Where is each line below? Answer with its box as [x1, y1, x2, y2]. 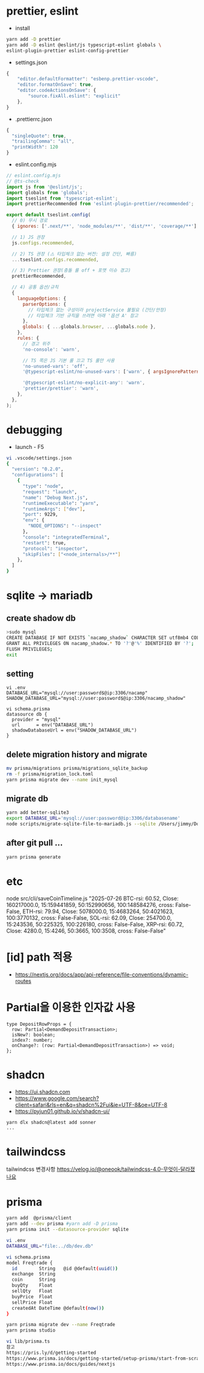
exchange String [12, 1271, 56, 1277]
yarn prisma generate [6, 854, 61, 860]
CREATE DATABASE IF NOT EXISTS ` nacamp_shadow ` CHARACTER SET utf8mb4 [6, 635, 189, 641]
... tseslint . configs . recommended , [12, 256, 99, 263]
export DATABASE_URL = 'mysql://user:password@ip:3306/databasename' [6, 815, 181, 822]
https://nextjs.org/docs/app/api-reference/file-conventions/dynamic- [15, 970, 189, 978]
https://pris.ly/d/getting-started [6, 1349, 97, 1356]
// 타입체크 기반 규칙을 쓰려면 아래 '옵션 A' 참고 [28, 312, 138, 319]
